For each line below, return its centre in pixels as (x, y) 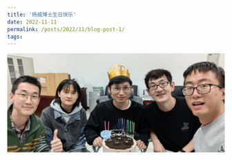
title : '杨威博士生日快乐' (42, 15)
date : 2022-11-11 (32, 22)
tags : (15, 37)
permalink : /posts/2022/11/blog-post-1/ (66, 29)
